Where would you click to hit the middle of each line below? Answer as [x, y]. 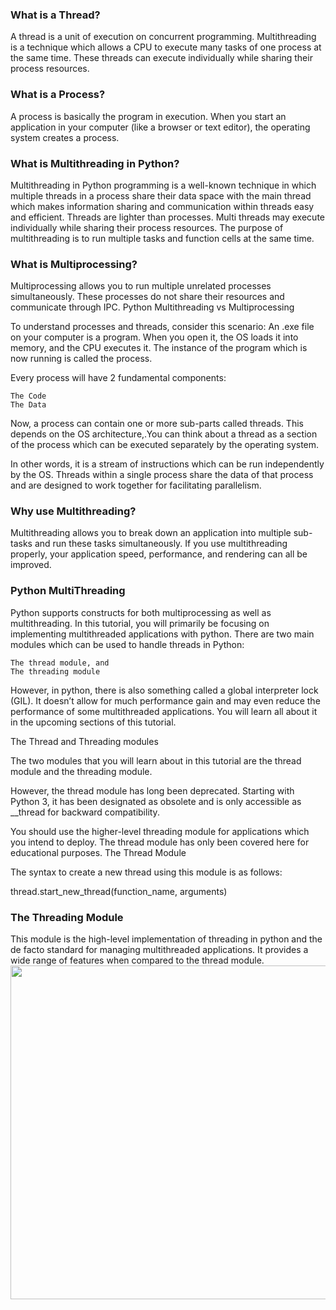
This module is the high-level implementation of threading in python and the [166, 939]
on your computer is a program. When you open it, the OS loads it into [154, 337]
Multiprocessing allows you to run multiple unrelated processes [141, 286]
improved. [31, 565]
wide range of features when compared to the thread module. [137, 960]
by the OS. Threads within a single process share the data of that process [162, 475]
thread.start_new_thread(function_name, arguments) [119, 891]
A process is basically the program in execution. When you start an [148, 116]
